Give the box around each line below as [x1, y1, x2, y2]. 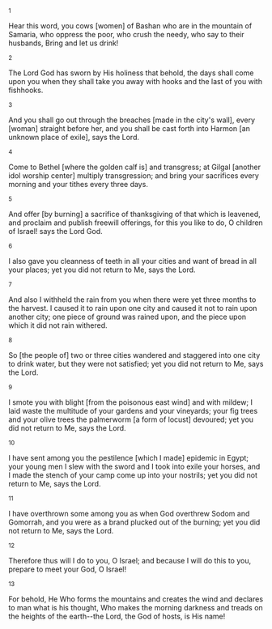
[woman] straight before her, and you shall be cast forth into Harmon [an [8, 124, 251, 133]
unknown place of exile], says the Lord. [8, 133, 140, 142]
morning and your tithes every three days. [8, 180, 148, 189]
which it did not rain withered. [8, 321, 108, 330]
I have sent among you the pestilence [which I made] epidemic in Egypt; [8, 453, 249, 462]
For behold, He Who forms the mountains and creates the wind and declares [8, 594, 264, 604]
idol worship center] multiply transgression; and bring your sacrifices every [8, 171, 259, 181]
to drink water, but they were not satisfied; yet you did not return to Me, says [8, 359, 264, 368]
